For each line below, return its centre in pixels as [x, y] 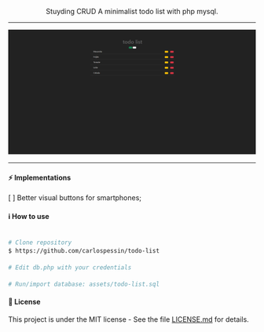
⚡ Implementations [40, 177]
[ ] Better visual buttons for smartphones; [75, 198]
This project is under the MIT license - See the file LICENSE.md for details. [128, 319]
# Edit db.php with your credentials [70, 267]
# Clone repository [40, 243]
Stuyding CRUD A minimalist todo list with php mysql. [132, 11]
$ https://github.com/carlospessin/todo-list [84, 251]
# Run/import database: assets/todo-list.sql [84, 284]
